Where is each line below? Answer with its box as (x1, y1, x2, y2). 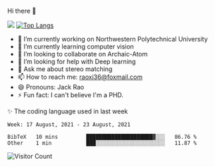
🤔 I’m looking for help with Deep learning (17, 57, 136, 66)
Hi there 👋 (7, 7, 37, 15)
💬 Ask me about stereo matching (17, 65, 113, 73)
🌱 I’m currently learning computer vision (17, 42, 134, 51)
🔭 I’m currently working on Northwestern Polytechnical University (17, 35, 208, 43)
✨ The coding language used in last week (7, 107, 128, 116)
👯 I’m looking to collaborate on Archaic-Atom (17, 50, 148, 58)
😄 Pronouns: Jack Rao (17, 83, 85, 91)
